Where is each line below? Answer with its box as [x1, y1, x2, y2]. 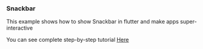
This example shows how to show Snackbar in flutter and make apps [6, 18, 179, 25]
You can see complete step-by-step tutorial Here [6, 36, 129, 44]
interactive [6, 24, 34, 31]
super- [180, 18, 197, 25]
